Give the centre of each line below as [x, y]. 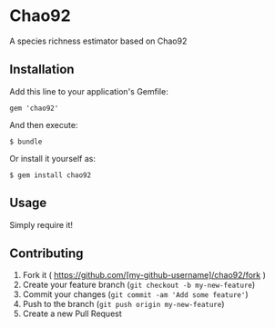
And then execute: [44, 124]
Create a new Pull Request [72, 313]
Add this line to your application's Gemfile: [89, 91]
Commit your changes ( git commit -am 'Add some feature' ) [135, 294]
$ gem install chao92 [51, 175]
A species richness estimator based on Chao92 [98, 41]
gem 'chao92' [34, 108]
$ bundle [26, 142]
